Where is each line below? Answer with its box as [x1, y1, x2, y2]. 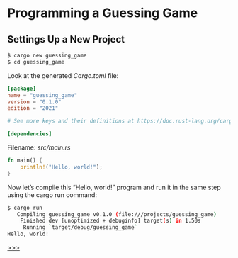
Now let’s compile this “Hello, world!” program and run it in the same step [7, 183, 221, 191]
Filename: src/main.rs [7, 143, 71, 152]
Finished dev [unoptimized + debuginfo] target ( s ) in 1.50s [20, 218, 201, 225]
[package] [7, 85, 37, 92]
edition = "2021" [7, 105, 59, 112]
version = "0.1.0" [7, 98, 62, 106]
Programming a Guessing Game [7, 5, 198, 21]
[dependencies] [7, 130, 52, 138]
